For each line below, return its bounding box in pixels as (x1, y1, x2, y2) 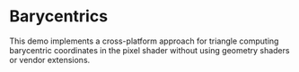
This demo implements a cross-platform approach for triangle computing (9, 36, 279, 46)
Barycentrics (9, 6, 109, 27)
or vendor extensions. (9, 54, 91, 65)
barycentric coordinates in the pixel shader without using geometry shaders (9, 44, 290, 55)
